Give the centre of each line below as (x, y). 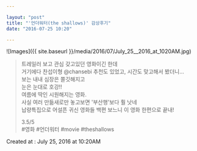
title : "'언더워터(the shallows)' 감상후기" (59, 23)
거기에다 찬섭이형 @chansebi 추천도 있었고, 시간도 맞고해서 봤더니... (103, 72)
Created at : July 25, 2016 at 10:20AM (54, 142)
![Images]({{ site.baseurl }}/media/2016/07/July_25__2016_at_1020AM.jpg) (99, 51)
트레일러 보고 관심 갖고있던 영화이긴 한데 (69, 64)
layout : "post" (26, 17)
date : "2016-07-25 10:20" (39, 29)
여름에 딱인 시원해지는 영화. (54, 95)
